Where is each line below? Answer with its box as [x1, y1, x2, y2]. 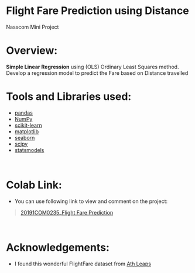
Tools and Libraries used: [6, 90, 132, 103]
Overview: [6, 44, 58, 57]
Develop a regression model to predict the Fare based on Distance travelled [6, 69, 189, 77]
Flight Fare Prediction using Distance [6, 4, 189, 18]
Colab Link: [6, 178, 63, 191]
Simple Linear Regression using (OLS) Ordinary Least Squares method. [6, 63, 179, 70]
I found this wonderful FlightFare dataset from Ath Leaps [14, 260, 151, 267]
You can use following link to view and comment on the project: [14, 198, 168, 205]
